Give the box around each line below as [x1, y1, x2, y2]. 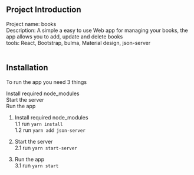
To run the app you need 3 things [6, 78, 87, 85]
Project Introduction [6, 5, 81, 15]
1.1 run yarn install [14, 120, 63, 127]
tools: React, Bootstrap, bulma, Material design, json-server [6, 39, 151, 46]
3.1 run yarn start [14, 162, 59, 169]
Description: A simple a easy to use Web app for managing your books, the [6, 27, 189, 34]
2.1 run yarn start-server [14, 144, 78, 151]
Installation [6, 63, 48, 73]
